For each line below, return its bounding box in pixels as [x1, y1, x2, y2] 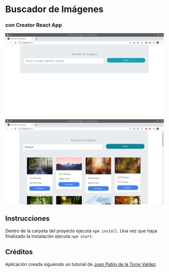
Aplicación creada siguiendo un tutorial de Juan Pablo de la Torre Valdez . [5, 261, 157, 267]
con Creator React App [5, 22, 62, 29]
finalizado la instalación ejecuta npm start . [5, 233, 93, 239]
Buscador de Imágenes [5, 4, 104, 15]
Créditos [5, 248, 33, 256]
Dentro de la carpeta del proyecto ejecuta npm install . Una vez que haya [5, 228, 157, 234]
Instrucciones [5, 214, 50, 223]
